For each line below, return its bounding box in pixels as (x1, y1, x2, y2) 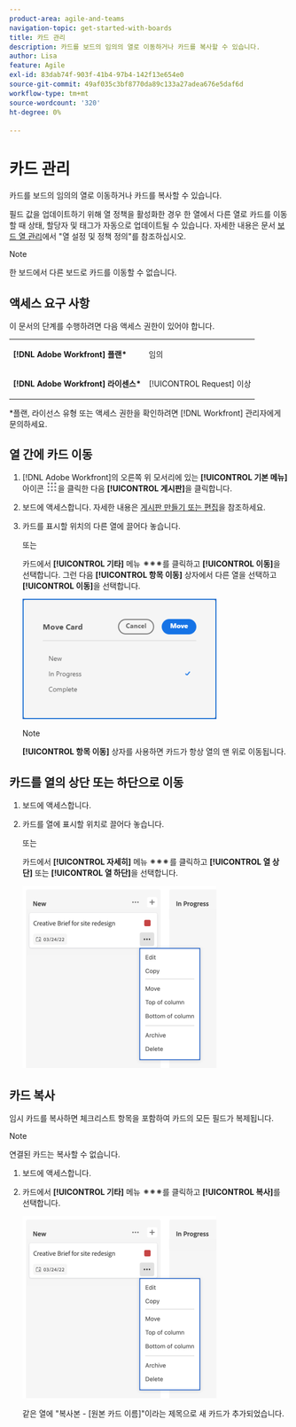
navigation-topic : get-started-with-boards (9, 23, 173, 33)
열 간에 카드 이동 (9, 447, 93, 462)
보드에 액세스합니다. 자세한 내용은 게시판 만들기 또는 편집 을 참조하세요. (21, 502, 266, 513)
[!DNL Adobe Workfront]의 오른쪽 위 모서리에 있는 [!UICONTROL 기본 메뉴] (21, 472, 288, 483)
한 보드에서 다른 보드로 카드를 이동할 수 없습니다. (9, 267, 177, 278)
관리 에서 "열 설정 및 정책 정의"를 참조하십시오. (27, 231, 187, 242)
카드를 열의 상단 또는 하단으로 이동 (9, 775, 184, 790)
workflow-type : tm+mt (9, 89, 90, 97)
